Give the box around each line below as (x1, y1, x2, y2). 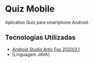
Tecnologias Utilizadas (5, 33, 76, 42)
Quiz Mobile (5, 3, 55, 15)
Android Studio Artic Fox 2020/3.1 (12, 46, 80, 52)
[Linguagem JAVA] (12, 51, 50, 57)
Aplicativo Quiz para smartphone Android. (5, 19, 89, 25)
